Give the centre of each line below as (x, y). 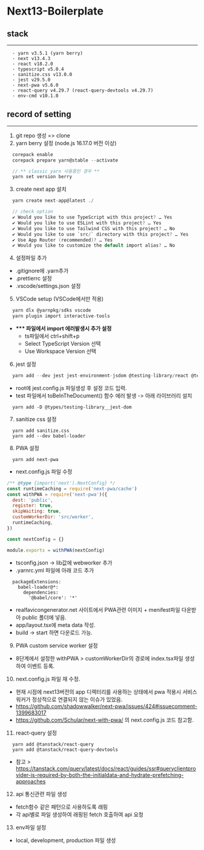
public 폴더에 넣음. (44, 617)
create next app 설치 (41, 189)
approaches (31, 781)
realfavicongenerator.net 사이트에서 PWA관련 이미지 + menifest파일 (98, 609)
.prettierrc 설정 (34, 278)
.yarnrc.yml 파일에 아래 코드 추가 (55, 570)
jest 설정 (26, 364)
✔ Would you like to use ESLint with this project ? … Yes (87, 223)
